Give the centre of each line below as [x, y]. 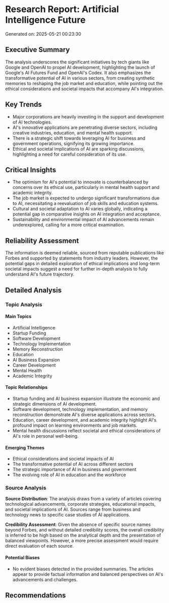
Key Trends [23, 105]
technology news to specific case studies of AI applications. [68, 515]
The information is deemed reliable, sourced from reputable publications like [84, 253]
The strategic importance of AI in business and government [74, 470]
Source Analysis [26, 488]
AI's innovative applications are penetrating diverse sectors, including [85, 127]
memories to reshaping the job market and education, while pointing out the [84, 83]
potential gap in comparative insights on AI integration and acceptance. [87, 214]
